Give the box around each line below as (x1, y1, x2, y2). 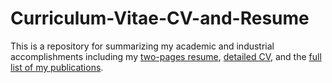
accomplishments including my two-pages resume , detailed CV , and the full (10, 50, 322, 62)
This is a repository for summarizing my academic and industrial (10, 40, 275, 52)
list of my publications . (10, 61, 104, 73)
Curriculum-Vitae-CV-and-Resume (10, 7, 310, 30)
